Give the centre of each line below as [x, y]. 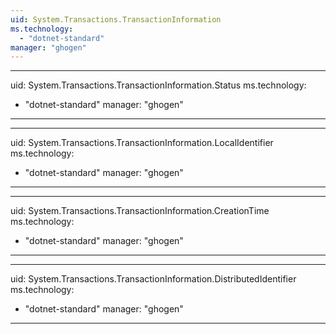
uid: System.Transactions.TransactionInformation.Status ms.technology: [158, 85]
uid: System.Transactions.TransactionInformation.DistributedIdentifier [153, 279]
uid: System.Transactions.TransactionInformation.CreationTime [140, 211]
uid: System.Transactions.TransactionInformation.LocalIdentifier [142, 143]
